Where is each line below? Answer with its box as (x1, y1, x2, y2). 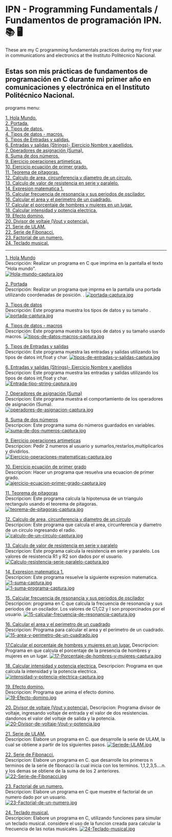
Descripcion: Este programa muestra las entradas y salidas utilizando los (5, 369, 159, 375)
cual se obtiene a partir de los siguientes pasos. (5, 741, 106, 747)
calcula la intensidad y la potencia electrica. (5, 668, 98, 674)
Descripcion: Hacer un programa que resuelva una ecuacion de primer (5, 469, 155, 475)
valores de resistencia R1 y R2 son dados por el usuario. (5, 553, 123, 559)
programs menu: (5, 104, 40, 111)
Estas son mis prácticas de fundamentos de (5, 67, 148, 76)
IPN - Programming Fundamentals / (5, 4, 158, 15)
